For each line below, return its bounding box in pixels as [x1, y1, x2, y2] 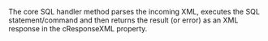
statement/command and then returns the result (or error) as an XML [8, 15, 239, 25]
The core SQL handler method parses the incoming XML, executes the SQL [8, 7, 260, 16]
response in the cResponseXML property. [8, 24, 148, 33]
